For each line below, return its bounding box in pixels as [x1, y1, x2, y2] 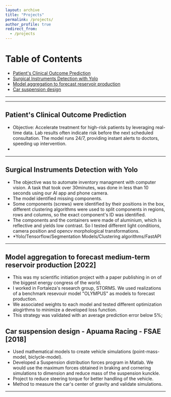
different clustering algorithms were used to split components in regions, [12, 206, 165, 212]
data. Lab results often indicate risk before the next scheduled [23, 130, 154, 136]
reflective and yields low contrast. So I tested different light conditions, [12, 222, 161, 229]
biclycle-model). [28, 354, 63, 360]
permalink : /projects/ [5, 17, 53, 22]
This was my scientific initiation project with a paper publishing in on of [12, 274, 162, 281]
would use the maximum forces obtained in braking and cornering [12, 365, 151, 371]
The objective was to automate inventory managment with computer [12, 179, 156, 185]
